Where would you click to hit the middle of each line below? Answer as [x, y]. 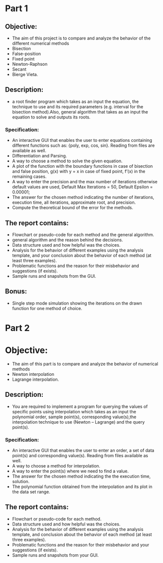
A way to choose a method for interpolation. [56, 466]
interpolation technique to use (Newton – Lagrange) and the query [78, 422]
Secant [19, 69]
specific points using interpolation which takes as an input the [74, 411]
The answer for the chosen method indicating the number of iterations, [83, 197]
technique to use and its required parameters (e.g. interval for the [78, 107]
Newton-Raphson [30, 64]
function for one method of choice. [47, 308]
